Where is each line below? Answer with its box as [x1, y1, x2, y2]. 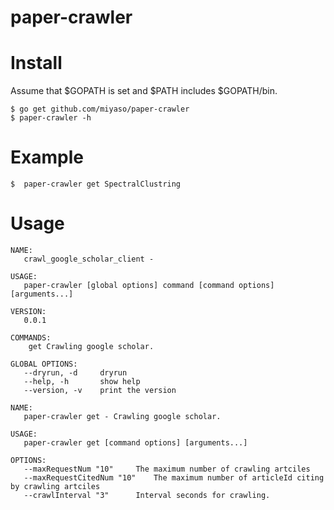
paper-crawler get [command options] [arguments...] [23, 438, 248, 448]
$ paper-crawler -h [10, 113, 92, 123]
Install [10, 52, 63, 75]
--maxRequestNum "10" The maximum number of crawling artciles [23, 464, 311, 474]
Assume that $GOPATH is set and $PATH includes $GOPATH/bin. [10, 85, 278, 97]
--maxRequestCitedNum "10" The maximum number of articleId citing [23, 473, 325, 483]
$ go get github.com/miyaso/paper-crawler [10, 104, 190, 115]
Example [10, 146, 84, 169]
